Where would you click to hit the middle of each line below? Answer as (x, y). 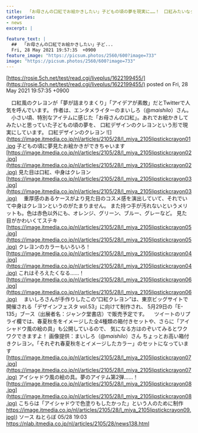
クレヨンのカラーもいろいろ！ (55, 246)
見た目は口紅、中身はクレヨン (55, 172)
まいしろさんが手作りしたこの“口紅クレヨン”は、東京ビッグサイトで (106, 299)
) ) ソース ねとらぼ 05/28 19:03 (50, 416)
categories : (21, 17)
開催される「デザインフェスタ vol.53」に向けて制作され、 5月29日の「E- (95, 306)
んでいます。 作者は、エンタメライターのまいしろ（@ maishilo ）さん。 (107, 110)
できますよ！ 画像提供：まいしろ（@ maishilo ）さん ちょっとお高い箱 (100, 336)
